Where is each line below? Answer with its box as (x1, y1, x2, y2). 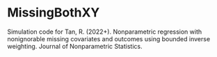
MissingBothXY (7, 5, 100, 21)
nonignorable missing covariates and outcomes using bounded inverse (7, 34, 211, 43)
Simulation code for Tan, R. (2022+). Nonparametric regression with (7, 27, 202, 36)
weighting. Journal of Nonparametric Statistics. (7, 42, 143, 50)
